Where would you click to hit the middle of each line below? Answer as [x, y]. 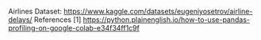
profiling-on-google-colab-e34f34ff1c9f [74, 28]
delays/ [21, 20]
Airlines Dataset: [35, 11]
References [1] [58, 20]
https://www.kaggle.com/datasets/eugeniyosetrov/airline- [158, 11]
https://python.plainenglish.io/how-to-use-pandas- [166, 20]
